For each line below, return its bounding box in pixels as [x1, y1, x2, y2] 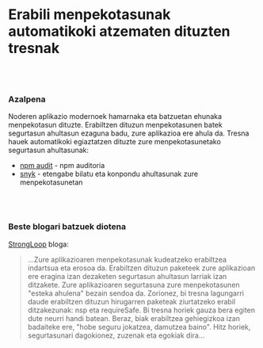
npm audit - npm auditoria [19, 161, 105, 170]
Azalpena [8, 94, 46, 105]
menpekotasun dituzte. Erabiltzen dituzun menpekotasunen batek [8, 120, 223, 130]
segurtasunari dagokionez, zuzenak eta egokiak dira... [27, 331, 205, 340]
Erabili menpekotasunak [8, 6, 171, 24]
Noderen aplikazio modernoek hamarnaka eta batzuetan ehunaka [8, 112, 223, 121]
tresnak [8, 40, 60, 57]
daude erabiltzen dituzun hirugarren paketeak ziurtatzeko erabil [27, 296, 236, 306]
